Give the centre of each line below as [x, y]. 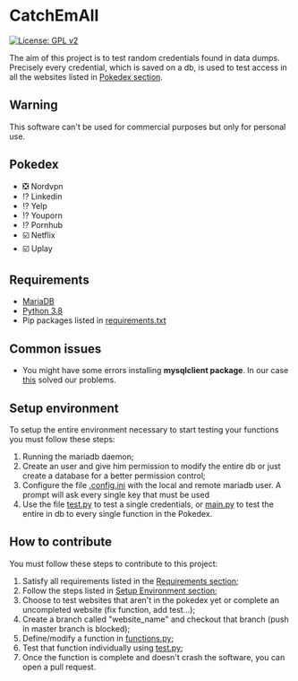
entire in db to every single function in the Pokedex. [117, 514]
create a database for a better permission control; [114, 476]
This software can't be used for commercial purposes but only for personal [148, 127]
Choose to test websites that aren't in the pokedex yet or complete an [151, 600]
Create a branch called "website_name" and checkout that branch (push [155, 619]
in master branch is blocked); [76, 628]
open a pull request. [59, 667]
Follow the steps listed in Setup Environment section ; [119, 590]
